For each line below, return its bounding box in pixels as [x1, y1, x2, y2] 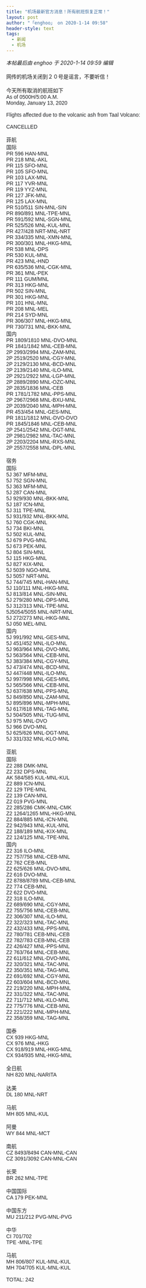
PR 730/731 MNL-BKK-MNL [6, 323, 71, 330]
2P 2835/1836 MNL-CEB [6, 385, 64, 391]
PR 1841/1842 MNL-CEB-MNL [6, 343, 77, 349]
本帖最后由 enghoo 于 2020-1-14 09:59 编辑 [6, 59, 114, 66]
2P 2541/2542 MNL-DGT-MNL [6, 426, 77, 433]
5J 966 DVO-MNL [6, 723, 47, 730]
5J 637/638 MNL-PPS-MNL [6, 687, 69, 694]
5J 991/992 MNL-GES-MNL [6, 634, 70, 641]
